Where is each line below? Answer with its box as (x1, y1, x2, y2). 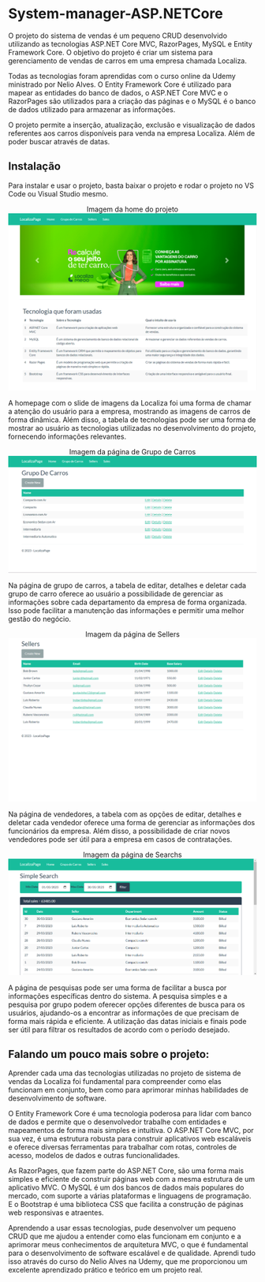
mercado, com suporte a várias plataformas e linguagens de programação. (8, 1191, 252, 1201)
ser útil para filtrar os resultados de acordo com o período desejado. (8, 1025, 230, 1034)
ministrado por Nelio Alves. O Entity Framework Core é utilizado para (8, 80, 232, 89)
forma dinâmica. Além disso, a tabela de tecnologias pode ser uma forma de (8, 415, 256, 424)
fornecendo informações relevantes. (8, 432, 127, 442)
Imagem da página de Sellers (85, 629, 180, 639)
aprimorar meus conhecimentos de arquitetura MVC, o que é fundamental (8, 1240, 248, 1250)
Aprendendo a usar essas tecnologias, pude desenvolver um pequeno (8, 1224, 237, 1233)
